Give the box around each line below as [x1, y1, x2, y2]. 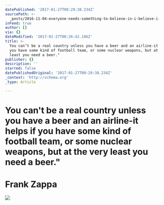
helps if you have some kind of [5, 125, 131, 136]
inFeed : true [5, 20, 32, 26]
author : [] [5, 25, 27, 30]
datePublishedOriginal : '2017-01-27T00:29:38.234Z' [5, 71, 112, 75]
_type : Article [5, 79, 36, 84]
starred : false [5, 66, 36, 71]
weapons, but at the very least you [5, 146, 148, 157]
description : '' [5, 61, 38, 66]
